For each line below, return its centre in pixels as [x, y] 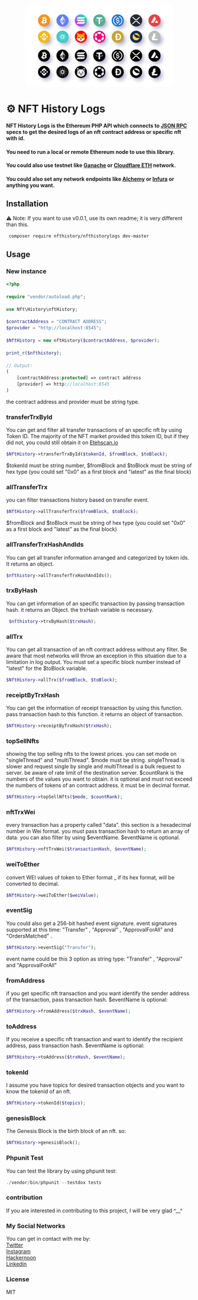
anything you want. [30, 185]
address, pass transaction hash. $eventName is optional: [75, 1046]
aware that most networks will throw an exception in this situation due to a [96, 656]
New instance [26, 271]
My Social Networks [36, 1226]
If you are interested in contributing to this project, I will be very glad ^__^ [95, 1211]
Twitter [15, 1245]
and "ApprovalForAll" [32, 965]
